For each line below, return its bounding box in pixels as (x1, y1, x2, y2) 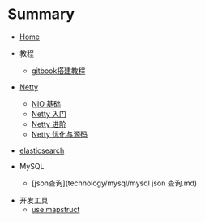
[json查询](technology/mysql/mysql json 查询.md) (31, 178, 198, 188)
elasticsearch (19, 146, 65, 155)
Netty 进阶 (31, 119, 66, 128)
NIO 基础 (31, 98, 62, 108)
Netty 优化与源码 (31, 129, 88, 139)
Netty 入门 (31, 109, 66, 119)
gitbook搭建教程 (31, 66, 86, 76)
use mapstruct (31, 204, 80, 214)
